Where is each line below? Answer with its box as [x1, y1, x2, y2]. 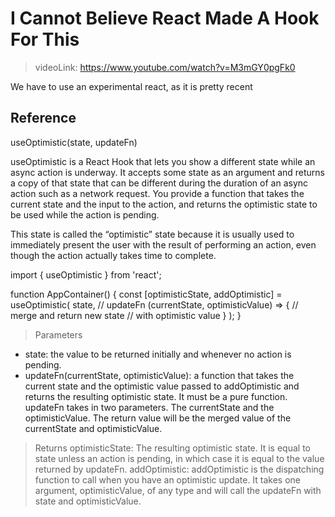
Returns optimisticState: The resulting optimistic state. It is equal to [34, 442, 311, 454]
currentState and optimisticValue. [24, 422, 163, 434]
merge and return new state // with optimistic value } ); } [10, 309, 242, 321]
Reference [10, 110, 77, 127]
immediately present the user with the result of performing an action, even [10, 238, 317, 251]
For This [10, 28, 80, 51]
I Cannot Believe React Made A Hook [10, 7, 320, 30]
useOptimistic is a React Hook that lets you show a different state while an [10, 155, 316, 167]
